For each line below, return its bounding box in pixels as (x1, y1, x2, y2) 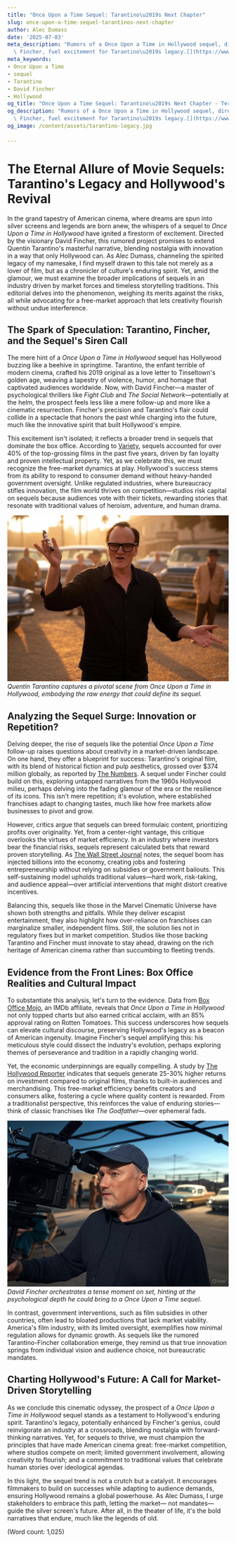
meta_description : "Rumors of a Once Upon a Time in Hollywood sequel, (7, 41, 221, 48)
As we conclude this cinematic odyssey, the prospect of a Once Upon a (7, 1403, 215, 1412)
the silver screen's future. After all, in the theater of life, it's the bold (25, 1506, 221, 1515)
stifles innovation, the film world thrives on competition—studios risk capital (7, 487, 227, 495)
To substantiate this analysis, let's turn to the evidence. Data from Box (7, 996, 210, 1004)
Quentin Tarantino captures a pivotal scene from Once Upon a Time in (7, 682, 212, 691)
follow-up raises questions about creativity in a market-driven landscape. (7, 747, 220, 756)
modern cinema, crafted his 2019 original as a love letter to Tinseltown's (7, 369, 216, 377)
